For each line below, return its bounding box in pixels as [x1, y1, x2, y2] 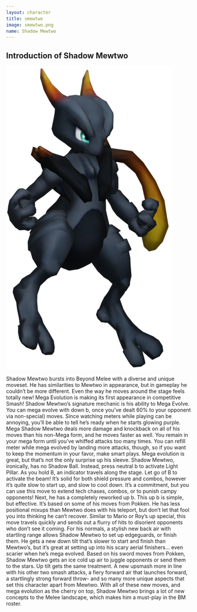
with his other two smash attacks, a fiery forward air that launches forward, [6, 569, 188, 576]
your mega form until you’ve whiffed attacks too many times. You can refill [6, 438, 186, 445]
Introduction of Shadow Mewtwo [6, 51, 128, 61]
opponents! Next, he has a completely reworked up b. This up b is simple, [6, 494, 184, 501]
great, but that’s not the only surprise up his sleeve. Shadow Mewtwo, [6, 456, 175, 464]
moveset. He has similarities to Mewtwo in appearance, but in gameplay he [6, 382, 188, 389]
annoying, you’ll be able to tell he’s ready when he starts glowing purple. [6, 419, 181, 426]
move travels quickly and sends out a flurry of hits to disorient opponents [6, 519, 183, 526]
